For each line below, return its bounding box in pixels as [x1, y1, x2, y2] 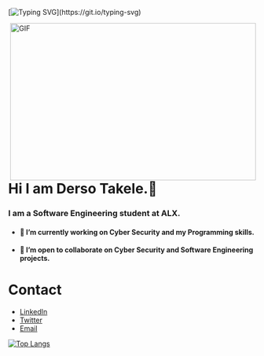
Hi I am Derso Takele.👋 [8, 180, 158, 197]
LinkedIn [19, 307, 48, 317]
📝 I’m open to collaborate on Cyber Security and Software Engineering [19, 245, 254, 255]
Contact [8, 281, 62, 299]
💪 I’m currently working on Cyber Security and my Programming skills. [19, 227, 255, 237]
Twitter [19, 315, 43, 325]
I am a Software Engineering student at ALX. [8, 207, 181, 218]
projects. [19, 254, 50, 263]
